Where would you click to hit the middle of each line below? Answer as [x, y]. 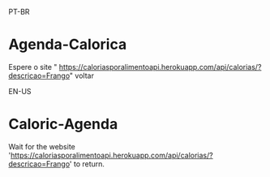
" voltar [82, 76]
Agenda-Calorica [68, 45]
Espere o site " [33, 67]
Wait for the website [42, 146]
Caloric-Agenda [63, 124]
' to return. [87, 164]
